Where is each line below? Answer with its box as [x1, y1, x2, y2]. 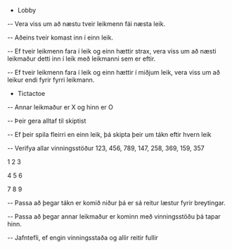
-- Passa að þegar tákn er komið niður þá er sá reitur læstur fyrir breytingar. [7, 199, 226, 207]
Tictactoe [17, 90, 46, 97]
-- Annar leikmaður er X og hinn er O [7, 103, 114, 111]
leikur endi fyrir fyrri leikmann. [7, 75, 95, 84]
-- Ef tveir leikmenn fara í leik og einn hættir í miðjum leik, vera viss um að [7, 68, 220, 76]
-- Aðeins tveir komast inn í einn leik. [7, 33, 114, 42]
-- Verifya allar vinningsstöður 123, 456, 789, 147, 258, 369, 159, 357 [7, 144, 205, 152]
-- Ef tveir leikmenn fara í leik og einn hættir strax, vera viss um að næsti [7, 47, 217, 55]
